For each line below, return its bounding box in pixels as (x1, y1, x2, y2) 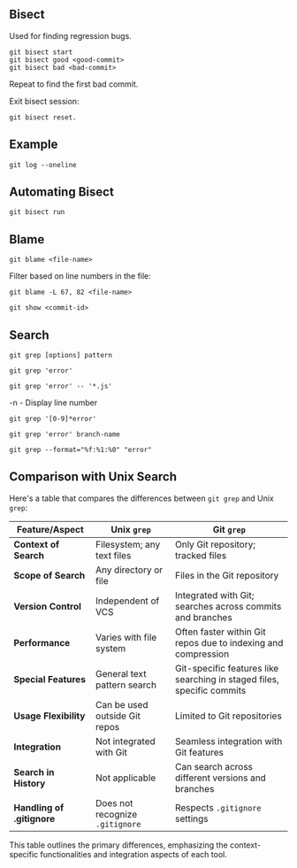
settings (175, 812, 209, 825)
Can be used (95, 698, 148, 711)
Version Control (13, 600, 82, 612)
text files (95, 549, 132, 561)
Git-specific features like (175, 662, 279, 674)
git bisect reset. (9, 112, 77, 122)
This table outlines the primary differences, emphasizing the (9, 840, 228, 850)
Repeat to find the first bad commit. (9, 79, 139, 89)
